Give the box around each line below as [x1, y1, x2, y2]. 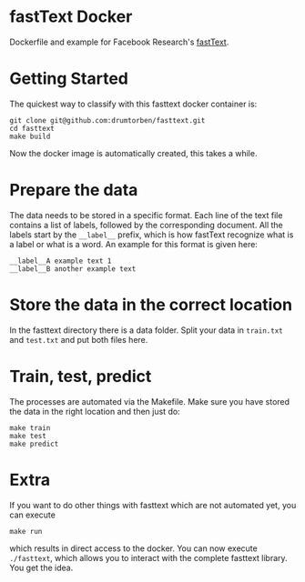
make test [9, 431, 47, 440]
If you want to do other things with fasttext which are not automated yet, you [9, 499, 297, 510]
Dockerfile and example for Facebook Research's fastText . [9, 36, 229, 47]
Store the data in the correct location [9, 295, 293, 315]
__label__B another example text [9, 264, 137, 274]
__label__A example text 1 [9, 256, 112, 266]
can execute [9, 509, 56, 520]
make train [9, 423, 51, 433]
